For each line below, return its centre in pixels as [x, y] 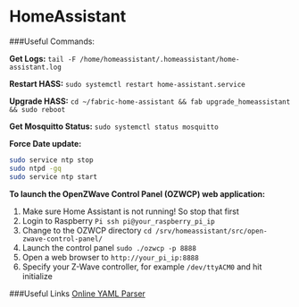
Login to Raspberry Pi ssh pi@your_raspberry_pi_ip [119, 220]
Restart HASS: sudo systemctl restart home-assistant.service [127, 83]
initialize [37, 276]
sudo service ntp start [54, 176]
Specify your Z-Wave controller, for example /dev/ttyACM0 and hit [142, 267]
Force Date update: [46, 143]
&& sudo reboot [37, 109]
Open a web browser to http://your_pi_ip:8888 [110, 257]
